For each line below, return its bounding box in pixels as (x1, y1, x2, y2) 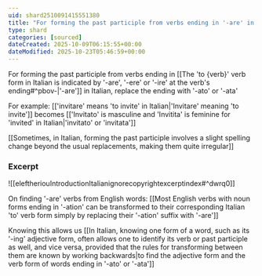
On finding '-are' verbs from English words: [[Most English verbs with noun (8, 194, 251, 204)
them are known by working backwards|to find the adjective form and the (8, 251, 246, 260)
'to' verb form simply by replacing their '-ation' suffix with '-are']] (8, 211, 219, 220)
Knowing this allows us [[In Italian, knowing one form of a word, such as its (8, 226, 249, 235)
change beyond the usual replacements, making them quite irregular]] (8, 142, 234, 151)
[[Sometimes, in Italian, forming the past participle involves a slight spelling (8, 133, 251, 142)
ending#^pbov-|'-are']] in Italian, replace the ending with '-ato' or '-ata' (8, 86, 238, 95)
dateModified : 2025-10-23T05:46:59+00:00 (8, 48, 146, 56)
